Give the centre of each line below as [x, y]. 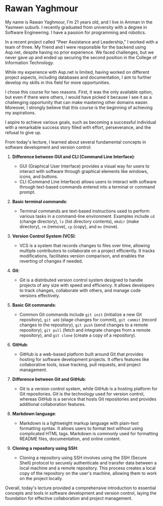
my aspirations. [20, 112]
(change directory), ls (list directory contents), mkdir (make [79, 221]
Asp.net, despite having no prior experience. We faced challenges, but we [80, 52]
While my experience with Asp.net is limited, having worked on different [77, 72]
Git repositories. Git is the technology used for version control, [82, 394]
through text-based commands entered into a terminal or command [87, 187]
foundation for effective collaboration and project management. [69, 498]
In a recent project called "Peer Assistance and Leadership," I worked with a [81, 42]
